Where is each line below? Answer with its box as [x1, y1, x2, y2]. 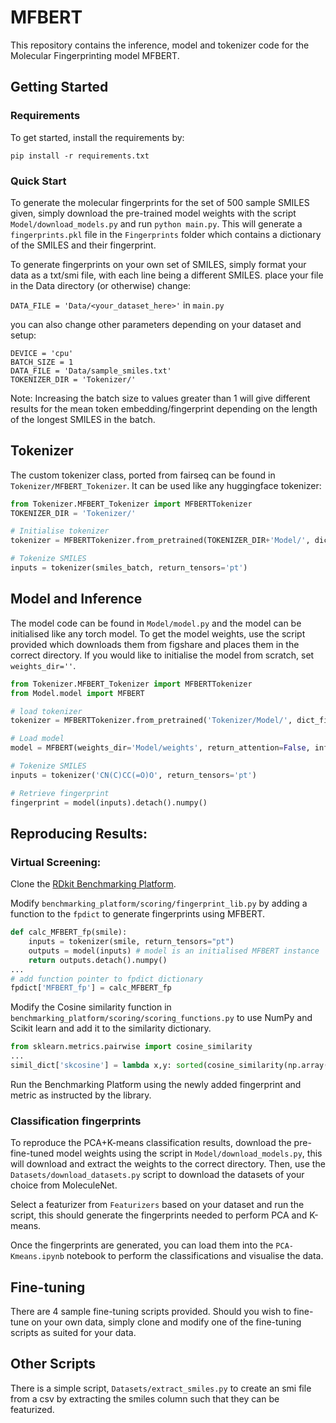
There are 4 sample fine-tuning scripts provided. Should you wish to [10, 1306, 292, 1318]
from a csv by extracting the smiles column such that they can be [10, 1392, 280, 1405]
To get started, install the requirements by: [10, 131, 185, 143]
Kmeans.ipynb [10, 1252, 65, 1262]
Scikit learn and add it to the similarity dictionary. [10, 1022, 212, 1035]
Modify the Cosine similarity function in [10, 1001, 172, 1013]
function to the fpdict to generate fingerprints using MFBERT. [10, 908, 266, 920]
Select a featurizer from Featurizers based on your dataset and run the [10, 1199, 305, 1211]
